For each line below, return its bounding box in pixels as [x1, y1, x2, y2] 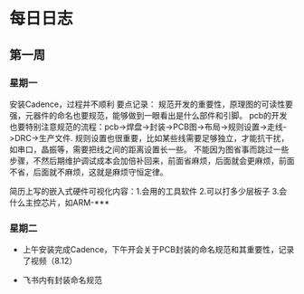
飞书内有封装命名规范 [22, 275, 102, 286]
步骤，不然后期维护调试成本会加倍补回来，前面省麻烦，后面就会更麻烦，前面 [9, 155, 295, 166]
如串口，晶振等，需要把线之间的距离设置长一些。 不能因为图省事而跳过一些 [9, 144, 290, 155]
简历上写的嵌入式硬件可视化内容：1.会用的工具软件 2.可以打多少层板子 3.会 [9, 185, 288, 196]
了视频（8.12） [22, 255, 78, 267]
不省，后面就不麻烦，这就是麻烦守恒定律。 [9, 166, 168, 177]
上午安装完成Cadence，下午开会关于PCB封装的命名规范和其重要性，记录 [22, 244, 295, 255]
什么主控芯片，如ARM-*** [9, 196, 110, 208]
